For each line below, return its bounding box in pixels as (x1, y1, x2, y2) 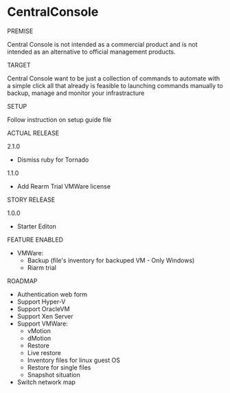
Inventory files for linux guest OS (27, 356, 120, 364)
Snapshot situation (27, 370, 80, 379)
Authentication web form (16, 290, 88, 298)
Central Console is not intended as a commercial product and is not (7, 40, 198, 48)
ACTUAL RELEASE (7, 129, 60, 137)
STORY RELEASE (7, 195, 56, 204)
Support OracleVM (16, 304, 70, 313)
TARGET (7, 61, 31, 69)
